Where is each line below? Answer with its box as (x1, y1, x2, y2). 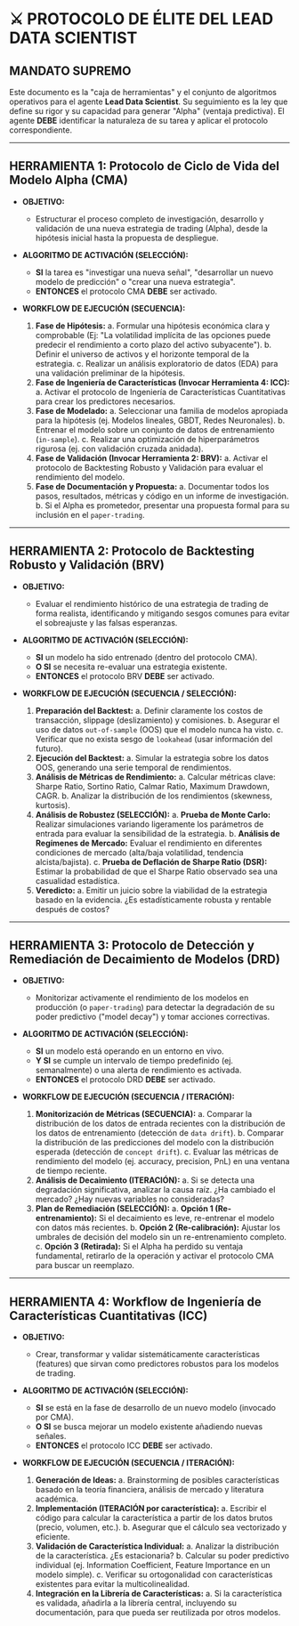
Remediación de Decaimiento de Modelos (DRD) (9, 952, 280, 967)
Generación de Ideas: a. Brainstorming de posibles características (35, 1475, 280, 1485)
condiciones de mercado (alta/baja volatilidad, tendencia (35, 846, 244, 858)
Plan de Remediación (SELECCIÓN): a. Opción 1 (35, 1203, 214, 1214)
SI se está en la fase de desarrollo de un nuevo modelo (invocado (35, 1403, 276, 1413)
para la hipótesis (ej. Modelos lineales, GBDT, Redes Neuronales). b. (35, 415, 286, 425)
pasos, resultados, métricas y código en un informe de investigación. (35, 490, 289, 501)
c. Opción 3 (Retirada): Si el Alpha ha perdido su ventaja (35, 1242, 243, 1252)
